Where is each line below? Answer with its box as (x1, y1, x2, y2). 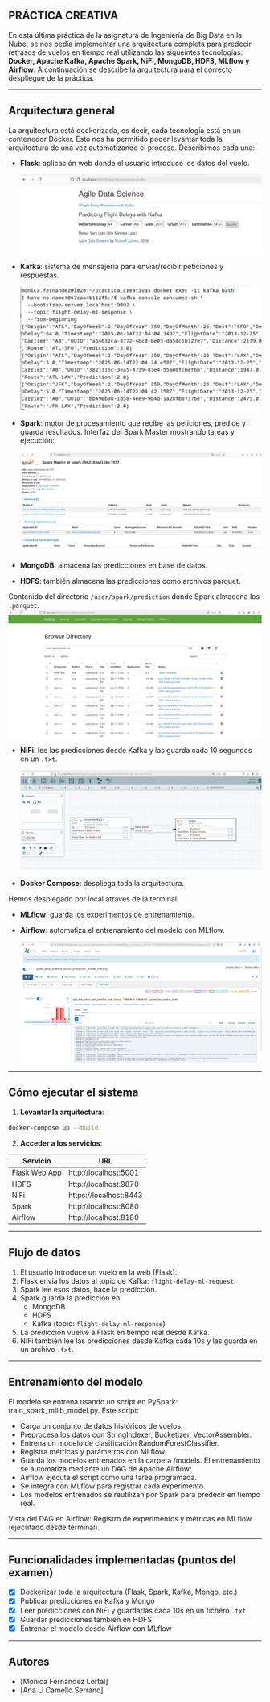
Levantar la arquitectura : (19, 1107, 104, 1117)
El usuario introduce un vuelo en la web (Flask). (19, 1267, 178, 1277)
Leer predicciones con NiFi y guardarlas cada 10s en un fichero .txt (19, 1605, 247, 1615)
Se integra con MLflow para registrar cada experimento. (19, 1481, 207, 1491)
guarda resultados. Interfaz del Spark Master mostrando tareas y (19, 427, 235, 437)
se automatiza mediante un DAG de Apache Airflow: (19, 1463, 192, 1473)
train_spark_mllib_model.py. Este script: (8, 1405, 139, 1415)
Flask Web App (11, 1167, 62, 1178)
